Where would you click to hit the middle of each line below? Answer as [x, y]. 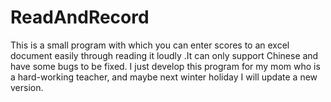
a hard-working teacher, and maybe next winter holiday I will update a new [164, 77]
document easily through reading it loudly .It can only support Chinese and [164, 55]
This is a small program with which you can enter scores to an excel [150, 45]
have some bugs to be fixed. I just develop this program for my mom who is [165, 66]
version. [27, 87]
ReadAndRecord [80, 17]
